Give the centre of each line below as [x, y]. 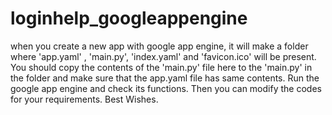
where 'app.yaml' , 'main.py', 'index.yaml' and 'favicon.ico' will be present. [163, 56]
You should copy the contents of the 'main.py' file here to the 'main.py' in [161, 67]
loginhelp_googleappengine [129, 18]
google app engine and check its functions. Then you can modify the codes [166, 88]
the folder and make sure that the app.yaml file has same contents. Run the [165, 78]
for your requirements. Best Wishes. [84, 99]
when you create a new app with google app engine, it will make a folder [159, 46]
